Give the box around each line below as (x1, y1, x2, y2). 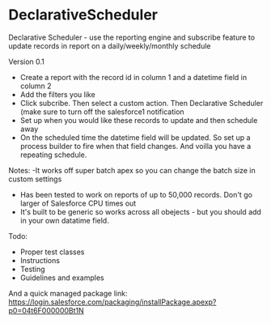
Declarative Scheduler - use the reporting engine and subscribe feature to (8, 32, 256, 42)
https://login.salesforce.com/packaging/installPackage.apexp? (8, 297, 217, 307)
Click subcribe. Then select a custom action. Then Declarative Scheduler (19, 98, 264, 108)
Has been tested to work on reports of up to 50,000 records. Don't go (19, 189, 253, 199)
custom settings (8, 174, 62, 184)
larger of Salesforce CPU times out (19, 198, 137, 208)
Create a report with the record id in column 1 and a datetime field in (19, 72, 248, 82)
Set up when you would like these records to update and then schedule (19, 115, 258, 125)
